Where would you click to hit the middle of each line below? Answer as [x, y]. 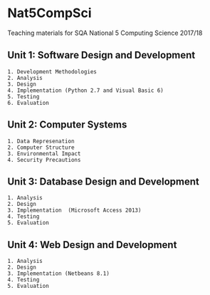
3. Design [22, 84]
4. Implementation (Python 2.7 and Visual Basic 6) [85, 90]
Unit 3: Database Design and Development [103, 181]
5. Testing [23, 97]
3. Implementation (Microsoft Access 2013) [74, 211]
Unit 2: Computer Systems [67, 125]
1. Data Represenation [41, 141]
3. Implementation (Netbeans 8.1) [59, 274]
